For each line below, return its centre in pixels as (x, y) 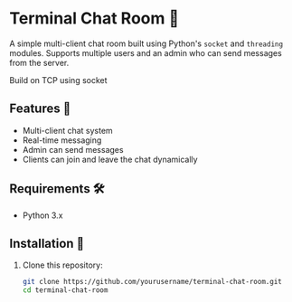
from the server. (39, 62)
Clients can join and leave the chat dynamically (110, 159)
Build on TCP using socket (58, 80)
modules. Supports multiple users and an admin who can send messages (146, 52)
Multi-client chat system (67, 130)
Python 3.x (42, 215)
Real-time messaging (62, 140)
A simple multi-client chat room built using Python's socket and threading (146, 43)
